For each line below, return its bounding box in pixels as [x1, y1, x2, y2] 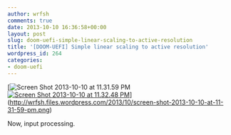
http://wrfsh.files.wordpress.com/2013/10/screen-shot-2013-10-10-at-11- [9, 97, 224, 107]
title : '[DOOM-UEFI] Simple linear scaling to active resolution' [7, 43, 209, 50]
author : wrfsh [7, 10, 50, 18]
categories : [7, 57, 43, 64]
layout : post [7, 30, 46, 38]
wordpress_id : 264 [7, 50, 62, 58]
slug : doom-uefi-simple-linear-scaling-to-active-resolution [7, 37, 193, 44]
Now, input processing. [7, 119, 76, 128]
